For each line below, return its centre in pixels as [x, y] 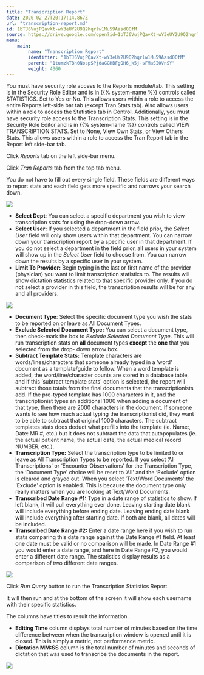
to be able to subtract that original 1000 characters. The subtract [96, 421]
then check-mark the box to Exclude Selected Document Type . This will [104, 337]
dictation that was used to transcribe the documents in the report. [97, 654]
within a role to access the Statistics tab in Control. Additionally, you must [98, 112]
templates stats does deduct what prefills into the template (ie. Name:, [103, 427]
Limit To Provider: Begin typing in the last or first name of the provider [103, 268]
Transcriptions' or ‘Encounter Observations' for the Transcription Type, [104, 466]
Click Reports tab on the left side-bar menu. [61, 156]
